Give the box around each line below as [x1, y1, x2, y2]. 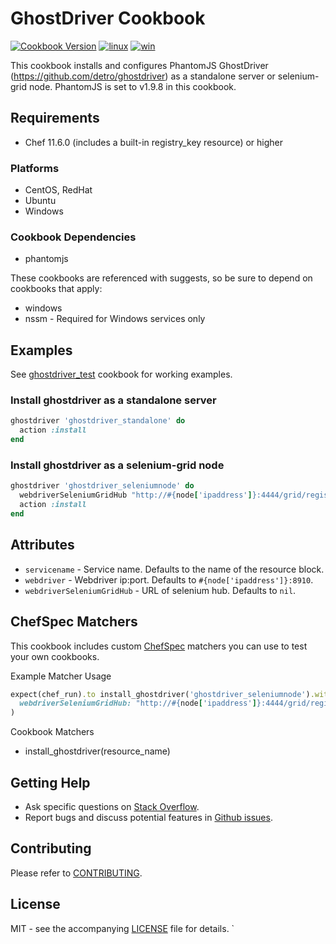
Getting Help [10, 774, 91, 791]
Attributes [10, 537, 75, 554]
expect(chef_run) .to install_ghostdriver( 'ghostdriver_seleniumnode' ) [10, 689, 311, 699]
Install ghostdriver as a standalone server [10, 393, 217, 407]
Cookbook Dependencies [10, 230, 137, 244]
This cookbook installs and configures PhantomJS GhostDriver [10, 59, 269, 71]
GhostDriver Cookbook [10, 7, 206, 30]
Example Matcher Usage [10, 670, 112, 682]
